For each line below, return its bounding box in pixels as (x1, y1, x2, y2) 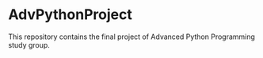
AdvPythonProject (8, 6, 132, 24)
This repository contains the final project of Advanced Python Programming (8, 32, 256, 41)
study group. (8, 40, 50, 49)
